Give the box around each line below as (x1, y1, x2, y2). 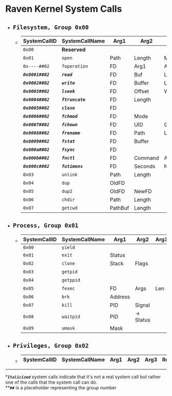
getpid (61, 269, 78, 274)
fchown (61, 122, 78, 127)
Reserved (61, 46, 86, 53)
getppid (61, 277, 80, 283)
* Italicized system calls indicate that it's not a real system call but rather (5, 373, 161, 380)
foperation (61, 64, 89, 69)
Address (110, 293, 131, 300)
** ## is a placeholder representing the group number (5, 384, 117, 390)
